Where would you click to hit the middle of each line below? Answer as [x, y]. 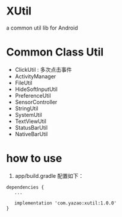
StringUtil [26, 108]
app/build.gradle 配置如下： [49, 175]
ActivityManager [35, 76]
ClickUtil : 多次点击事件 [43, 69]
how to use [34, 159]
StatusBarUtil [31, 127]
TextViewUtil [31, 121]
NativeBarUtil [31, 134]
